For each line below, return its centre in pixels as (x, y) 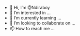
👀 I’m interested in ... (30, 13)
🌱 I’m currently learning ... (35, 18)
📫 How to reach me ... (32, 28)
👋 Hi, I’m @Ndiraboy (30, 8)
